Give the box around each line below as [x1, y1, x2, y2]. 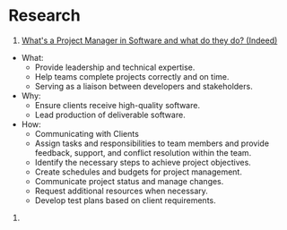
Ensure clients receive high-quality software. [34, 99, 201, 110]
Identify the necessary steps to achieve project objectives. [34, 157, 252, 167]
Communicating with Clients [34, 128, 140, 139]
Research [8, 5, 82, 26]
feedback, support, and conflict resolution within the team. [34, 147, 252, 158]
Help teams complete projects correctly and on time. [34, 71, 230, 81]
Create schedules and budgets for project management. [34, 166, 243, 177]
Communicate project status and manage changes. [34, 175, 224, 186]
